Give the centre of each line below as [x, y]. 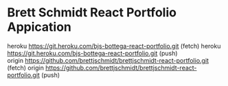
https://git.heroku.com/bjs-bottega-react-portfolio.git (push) [92, 53]
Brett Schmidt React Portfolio [92, 13]
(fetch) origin [26, 68]
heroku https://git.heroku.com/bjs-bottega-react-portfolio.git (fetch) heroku [114, 46]
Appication [39, 27]
